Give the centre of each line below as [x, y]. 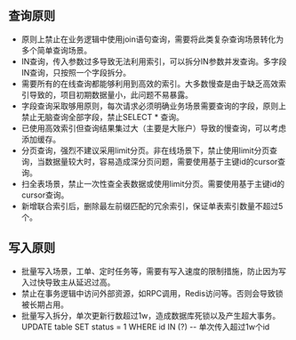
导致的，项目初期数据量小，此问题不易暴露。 [111, 94]
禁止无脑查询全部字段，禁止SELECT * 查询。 [102, 117]
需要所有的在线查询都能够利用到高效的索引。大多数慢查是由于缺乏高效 [150, 84]
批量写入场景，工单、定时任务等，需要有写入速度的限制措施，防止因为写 [153, 271]
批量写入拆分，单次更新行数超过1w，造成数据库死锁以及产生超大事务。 [151, 315]
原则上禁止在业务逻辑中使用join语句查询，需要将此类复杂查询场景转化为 [152, 39]
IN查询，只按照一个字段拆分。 [76, 72]
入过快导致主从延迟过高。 [68, 282]
